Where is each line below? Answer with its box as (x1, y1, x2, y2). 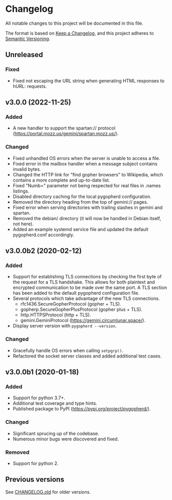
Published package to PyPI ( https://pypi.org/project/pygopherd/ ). (12, 406, 151, 412)
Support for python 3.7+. (12, 395, 66, 401)
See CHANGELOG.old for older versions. (5, 489, 91, 495)
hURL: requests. (12, 83, 47, 89)
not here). (12, 221, 34, 227)
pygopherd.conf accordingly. (12, 231, 74, 238)
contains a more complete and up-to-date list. (12, 177, 110, 183)
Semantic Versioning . (5, 35, 50, 42)
